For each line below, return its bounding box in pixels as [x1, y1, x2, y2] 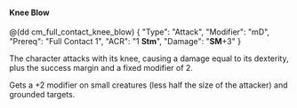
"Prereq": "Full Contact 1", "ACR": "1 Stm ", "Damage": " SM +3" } [9, 36, 242, 47]
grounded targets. [9, 89, 76, 100]
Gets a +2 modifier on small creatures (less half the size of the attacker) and [9, 80, 288, 90]
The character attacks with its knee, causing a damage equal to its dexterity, [9, 53, 289, 64]
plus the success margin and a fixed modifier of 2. [9, 63, 194, 73]
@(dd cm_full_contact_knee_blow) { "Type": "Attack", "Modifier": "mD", [9, 27, 269, 37]
